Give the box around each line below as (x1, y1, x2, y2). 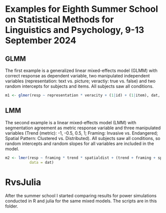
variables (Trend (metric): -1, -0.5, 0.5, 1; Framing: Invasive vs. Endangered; (5, 130, 158, 136)
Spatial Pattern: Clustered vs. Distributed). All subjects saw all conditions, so (5, 135, 161, 141)
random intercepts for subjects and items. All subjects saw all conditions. (5, 83, 154, 89)
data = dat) (29, 160, 54, 165)
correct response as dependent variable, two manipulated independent (5, 73, 150, 78)
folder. (5, 203, 18, 209)
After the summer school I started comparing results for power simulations (5, 193, 157, 199)
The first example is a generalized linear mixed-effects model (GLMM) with (5, 68, 158, 73)
